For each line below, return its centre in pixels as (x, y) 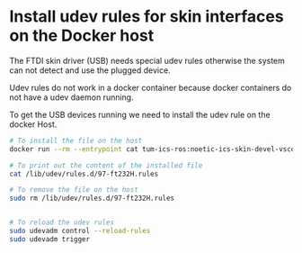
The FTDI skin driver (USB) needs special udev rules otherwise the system (147, 60)
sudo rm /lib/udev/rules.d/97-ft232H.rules (92, 199)
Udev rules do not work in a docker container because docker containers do (151, 87)
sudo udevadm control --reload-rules (80, 231)
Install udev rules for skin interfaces (147, 17)
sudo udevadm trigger (50, 239)
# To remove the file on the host (74, 190)
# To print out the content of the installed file (106, 165)
